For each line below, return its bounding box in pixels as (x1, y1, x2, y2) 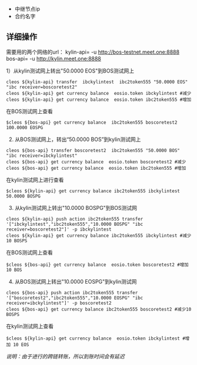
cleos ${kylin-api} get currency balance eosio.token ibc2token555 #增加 (6, 97, 192, 103)
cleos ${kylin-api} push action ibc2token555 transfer (6, 216, 143, 222)
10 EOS (13, 342, 29, 348)
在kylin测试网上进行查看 (6, 176, 64, 183)
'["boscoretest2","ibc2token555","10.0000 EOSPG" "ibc (6, 295, 143, 301)
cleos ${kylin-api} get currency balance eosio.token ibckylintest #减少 (6, 91, 192, 97)
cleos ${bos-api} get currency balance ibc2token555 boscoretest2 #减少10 (6, 307, 192, 313)
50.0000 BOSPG (6, 193, 41, 199)
